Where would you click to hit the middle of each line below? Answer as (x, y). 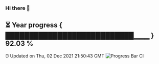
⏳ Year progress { (34, 25)
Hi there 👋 (18, 8)
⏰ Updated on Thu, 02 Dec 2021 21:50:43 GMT (55, 56)
